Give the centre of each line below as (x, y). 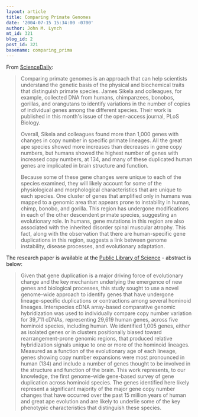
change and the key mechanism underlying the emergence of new (101, 281)
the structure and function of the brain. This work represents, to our (103, 370)
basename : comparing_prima (39, 50)
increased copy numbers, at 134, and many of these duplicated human (106, 159)
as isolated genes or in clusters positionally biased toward (91, 332)
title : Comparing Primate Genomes (49, 17)
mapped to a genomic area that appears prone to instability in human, (106, 202)
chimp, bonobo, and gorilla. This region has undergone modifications (105, 208)
